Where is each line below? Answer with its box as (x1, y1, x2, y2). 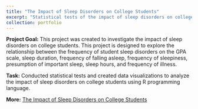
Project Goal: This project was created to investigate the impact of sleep (6, 36, 183, 43)
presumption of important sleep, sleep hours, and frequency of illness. (6, 61, 177, 68)
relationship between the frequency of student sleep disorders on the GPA (6, 48, 187, 55)
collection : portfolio (6, 19, 62, 25)
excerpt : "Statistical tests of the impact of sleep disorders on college (6, 14, 194, 20)
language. (6, 85, 31, 92)
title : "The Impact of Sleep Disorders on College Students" (6, 8, 160, 15)
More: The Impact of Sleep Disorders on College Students (6, 96, 147, 103)
